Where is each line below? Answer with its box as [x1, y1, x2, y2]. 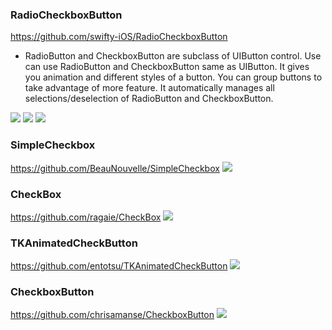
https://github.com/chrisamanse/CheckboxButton [10, 309, 215, 321]
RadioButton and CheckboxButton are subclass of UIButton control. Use [24, 50, 322, 62]
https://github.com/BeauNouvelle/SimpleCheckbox [10, 162, 220, 174]
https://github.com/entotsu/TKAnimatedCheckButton [10, 260, 228, 272]
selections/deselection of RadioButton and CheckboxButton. [24, 93, 274, 105]
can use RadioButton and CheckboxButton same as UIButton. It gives [24, 61, 310, 73]
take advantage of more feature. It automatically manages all [24, 82, 275, 94]
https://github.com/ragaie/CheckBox [10, 211, 162, 223]
